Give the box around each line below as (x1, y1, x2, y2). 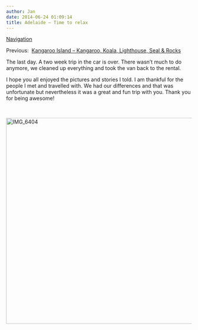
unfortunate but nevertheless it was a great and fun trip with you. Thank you (6, 89, 191, 96)
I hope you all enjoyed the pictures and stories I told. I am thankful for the (6, 76, 184, 83)
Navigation (6, 36, 32, 43)
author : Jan (6, 8, 35, 15)
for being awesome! (6, 95, 55, 102)
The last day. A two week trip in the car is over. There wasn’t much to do (6, 58, 181, 65)
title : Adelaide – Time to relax (6, 19, 88, 25)
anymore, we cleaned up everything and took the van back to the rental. (6, 65, 181, 72)
